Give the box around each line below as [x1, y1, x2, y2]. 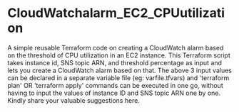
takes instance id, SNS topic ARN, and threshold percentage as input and [7, 58, 223, 67]
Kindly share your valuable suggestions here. [7, 96, 141, 104]
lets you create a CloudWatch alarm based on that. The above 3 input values [7, 66, 233, 74]
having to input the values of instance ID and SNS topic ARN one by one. [7, 89, 221, 97]
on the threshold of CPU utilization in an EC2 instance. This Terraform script [7, 51, 230, 60]
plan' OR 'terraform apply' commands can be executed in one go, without [7, 81, 223, 89]
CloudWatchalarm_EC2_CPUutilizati [7, 5, 225, 21]
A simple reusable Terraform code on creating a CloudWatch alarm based [7, 43, 224, 52]
